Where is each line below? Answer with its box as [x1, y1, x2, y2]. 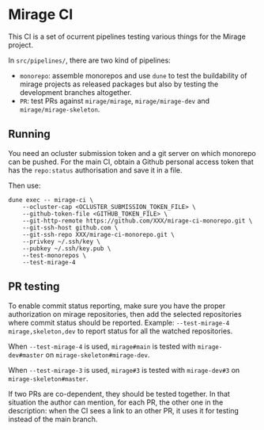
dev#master [8, 351, 44, 360]
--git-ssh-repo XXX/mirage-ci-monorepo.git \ [22, 230, 175, 238]
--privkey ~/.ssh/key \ [22, 238, 101, 245]
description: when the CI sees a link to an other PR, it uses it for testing [8, 405, 239, 415]
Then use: [8, 181, 41, 190]
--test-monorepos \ [22, 251, 87, 259]
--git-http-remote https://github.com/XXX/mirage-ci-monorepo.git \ [22, 216, 253, 225]
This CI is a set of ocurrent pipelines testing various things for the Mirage [8, 32, 247, 41]
